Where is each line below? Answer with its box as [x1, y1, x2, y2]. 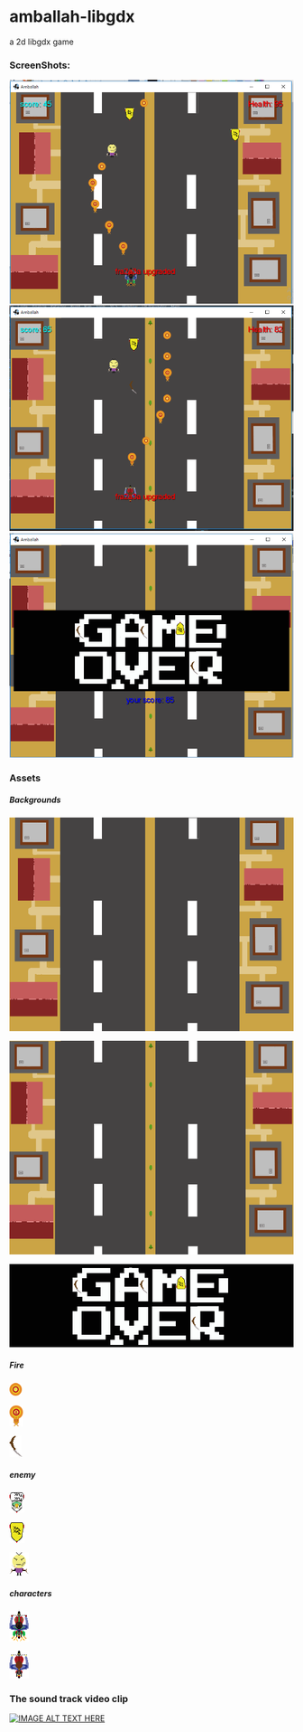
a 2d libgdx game [9, 36, 74, 47]
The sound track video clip [9, 1693, 129, 1706]
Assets [9, 771, 41, 784]
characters [9, 1587, 52, 1598]
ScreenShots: [9, 59, 70, 71]
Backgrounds [9, 794, 61, 805]
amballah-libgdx [9, 6, 135, 27]
